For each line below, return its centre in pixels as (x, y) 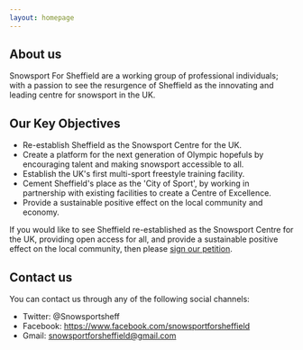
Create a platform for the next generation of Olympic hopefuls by (143, 155)
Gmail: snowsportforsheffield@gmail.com (99, 336)
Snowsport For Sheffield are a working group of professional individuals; (144, 76)
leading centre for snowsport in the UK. (83, 95)
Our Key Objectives (65, 123)
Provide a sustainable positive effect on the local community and (142, 203)
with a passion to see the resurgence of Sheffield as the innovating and (142, 86)
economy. (41, 212)
